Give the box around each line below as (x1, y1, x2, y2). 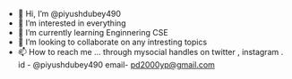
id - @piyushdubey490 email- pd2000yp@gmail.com (17, 59, 215, 70)
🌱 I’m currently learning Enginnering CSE (17, 28, 168, 37)
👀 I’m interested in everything (17, 18, 127, 28)
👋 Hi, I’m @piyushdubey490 (17, 9, 122, 19)
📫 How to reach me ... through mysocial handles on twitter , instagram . (17, 47, 284, 57)
